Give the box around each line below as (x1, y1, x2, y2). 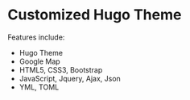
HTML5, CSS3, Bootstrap (19, 65, 103, 74)
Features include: (7, 32, 65, 42)
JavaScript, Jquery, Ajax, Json (19, 73, 122, 83)
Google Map (19, 56, 61, 66)
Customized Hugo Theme (7, 6, 182, 24)
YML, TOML (19, 82, 60, 92)
